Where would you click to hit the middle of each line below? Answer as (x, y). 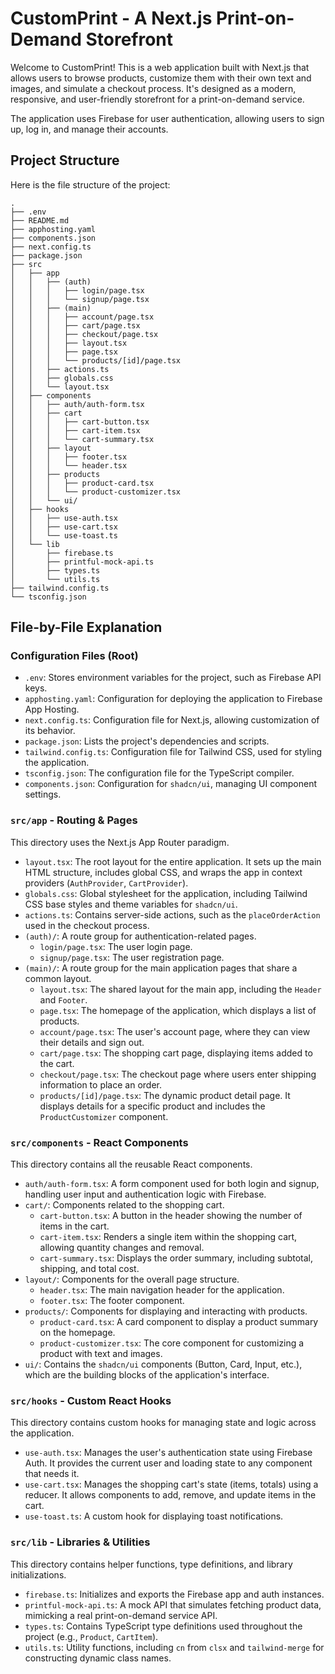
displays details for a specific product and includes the (152, 1106)
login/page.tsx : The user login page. (116, 946)
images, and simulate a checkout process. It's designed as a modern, (153, 88)
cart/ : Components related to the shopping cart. (124, 1205)
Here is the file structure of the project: (90, 184)
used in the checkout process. (87, 925)
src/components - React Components (99, 1142)
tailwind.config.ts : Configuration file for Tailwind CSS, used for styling (173, 752)
